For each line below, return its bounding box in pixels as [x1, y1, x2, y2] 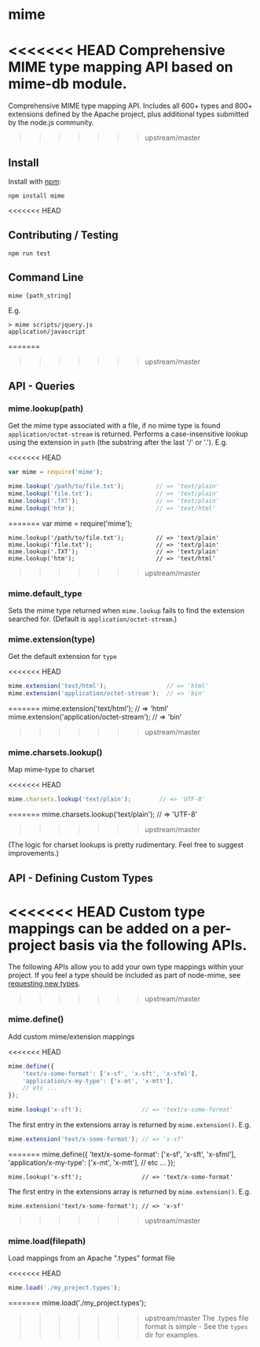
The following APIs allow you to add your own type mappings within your [8, 962, 244, 971]
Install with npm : [8, 176, 61, 186]
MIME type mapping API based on [8, 58, 233, 76]
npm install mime [8, 191, 65, 200]
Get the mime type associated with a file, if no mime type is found [8, 421, 221, 431]
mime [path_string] [8, 291, 72, 300]
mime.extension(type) [8, 634, 96, 645]
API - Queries [8, 379, 75, 393]
